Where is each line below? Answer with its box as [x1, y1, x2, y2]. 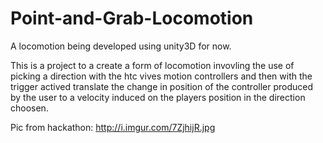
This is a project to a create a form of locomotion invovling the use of [10, 59, 295, 71]
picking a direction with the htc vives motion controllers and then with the [10, 70, 313, 82]
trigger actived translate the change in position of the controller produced [10, 80, 314, 92]
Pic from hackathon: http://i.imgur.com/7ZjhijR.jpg [10, 121, 216, 133]
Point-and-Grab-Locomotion [10, 7, 254, 30]
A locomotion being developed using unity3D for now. [10, 40, 232, 52]
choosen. [10, 102, 49, 114]
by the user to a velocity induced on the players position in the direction [10, 91, 306, 103]
